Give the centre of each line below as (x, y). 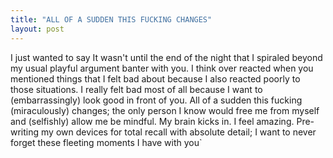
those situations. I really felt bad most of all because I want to (136, 89)
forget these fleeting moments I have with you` (106, 142)
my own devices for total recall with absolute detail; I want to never (179, 132)
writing (25, 132)
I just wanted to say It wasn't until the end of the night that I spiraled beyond (166, 57)
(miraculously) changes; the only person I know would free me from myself (165, 110)
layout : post (37, 29)
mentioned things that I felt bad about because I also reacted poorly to (155, 78)
